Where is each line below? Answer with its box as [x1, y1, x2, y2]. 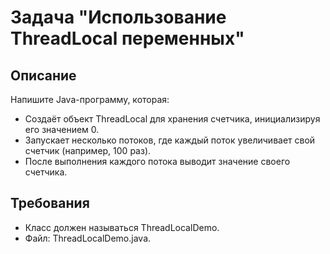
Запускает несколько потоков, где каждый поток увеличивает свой [24, 134, 316, 146]
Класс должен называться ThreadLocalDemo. [24, 221, 220, 233]
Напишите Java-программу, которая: [10, 94, 170, 105]
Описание [10, 67, 77, 84]
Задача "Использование [10, 6, 227, 29]
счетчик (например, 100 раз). [24, 145, 152, 156]
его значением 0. [24, 124, 100, 135]
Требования [10, 195, 90, 212]
